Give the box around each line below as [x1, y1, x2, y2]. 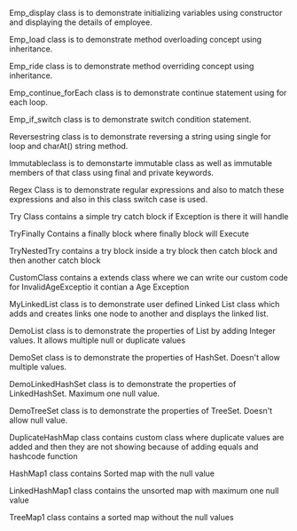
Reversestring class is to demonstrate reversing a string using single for [9, 131, 271, 141]
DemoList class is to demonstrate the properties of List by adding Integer [9, 326, 277, 336]
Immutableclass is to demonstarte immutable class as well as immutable [9, 158, 273, 168]
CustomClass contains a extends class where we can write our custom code [9, 273, 288, 282]
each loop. [9, 97, 49, 107]
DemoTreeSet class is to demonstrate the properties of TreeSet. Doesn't [9, 406, 273, 416]
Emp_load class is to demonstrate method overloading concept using [9, 35, 262, 44]
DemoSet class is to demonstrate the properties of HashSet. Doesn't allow [9, 353, 281, 362]
